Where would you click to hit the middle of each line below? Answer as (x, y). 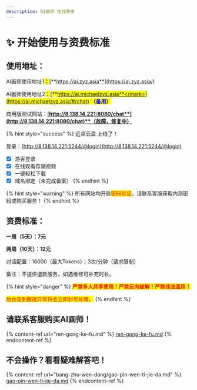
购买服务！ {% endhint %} (48, 200)
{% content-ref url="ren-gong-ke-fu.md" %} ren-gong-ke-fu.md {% (89, 334)
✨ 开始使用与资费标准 (58, 42)
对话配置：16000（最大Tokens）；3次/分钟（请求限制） (73, 261)
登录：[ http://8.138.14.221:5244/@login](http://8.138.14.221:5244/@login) (94, 146)
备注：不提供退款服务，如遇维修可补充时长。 (60, 274)
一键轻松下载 (30, 173)
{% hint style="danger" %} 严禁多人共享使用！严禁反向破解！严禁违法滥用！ (98, 286)
